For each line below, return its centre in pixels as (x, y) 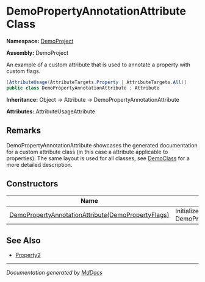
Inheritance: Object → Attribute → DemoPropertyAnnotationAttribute (93, 99)
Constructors (32, 184)
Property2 (28, 255)
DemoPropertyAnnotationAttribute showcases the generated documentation (102, 145)
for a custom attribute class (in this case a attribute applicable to (87, 152)
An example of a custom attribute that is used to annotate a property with (99, 65)
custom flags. (23, 71)
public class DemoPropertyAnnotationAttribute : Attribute (83, 88)
